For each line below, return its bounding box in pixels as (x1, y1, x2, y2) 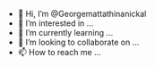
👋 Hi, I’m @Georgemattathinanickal (17, 9, 147, 19)
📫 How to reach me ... (17, 47, 101, 57)
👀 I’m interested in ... (17, 18, 94, 29)
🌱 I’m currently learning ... (17, 28, 114, 37)
